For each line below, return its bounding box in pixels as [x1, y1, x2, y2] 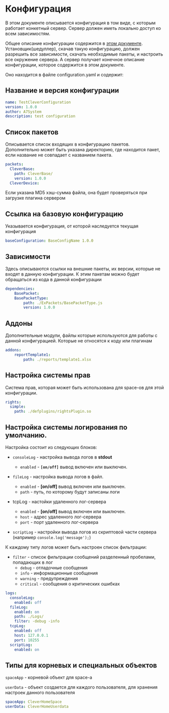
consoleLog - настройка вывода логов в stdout [12, 454, 112, 460]
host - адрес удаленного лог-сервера [20, 514, 102, 520]
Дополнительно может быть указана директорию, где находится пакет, [5, 147, 160, 153]
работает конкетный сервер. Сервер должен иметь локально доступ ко [5, 25, 161, 31]
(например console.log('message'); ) [12, 534, 91, 540]
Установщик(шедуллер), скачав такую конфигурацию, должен [5, 46, 140, 52]
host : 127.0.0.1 [14, 633, 49, 638]
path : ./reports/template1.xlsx [23, 357, 92, 362]
